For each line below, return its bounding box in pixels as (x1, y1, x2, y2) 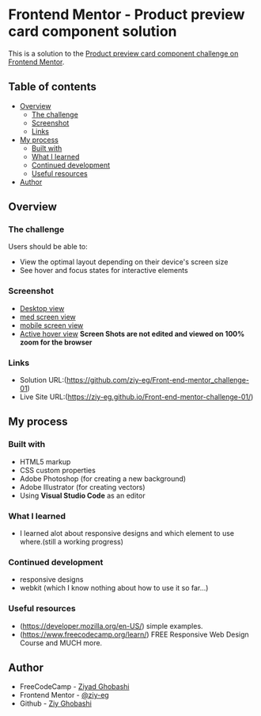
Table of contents (8, 80, 96, 94)
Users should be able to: (8, 242, 89, 252)
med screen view (19, 312, 77, 321)
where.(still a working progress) (19, 537, 124, 547)
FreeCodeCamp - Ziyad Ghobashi (19, 682, 130, 691)
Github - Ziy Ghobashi (19, 699, 93, 708)
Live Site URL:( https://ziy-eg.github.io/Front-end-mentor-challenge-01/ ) (19, 392, 254, 402)
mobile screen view (19, 320, 84, 330)
